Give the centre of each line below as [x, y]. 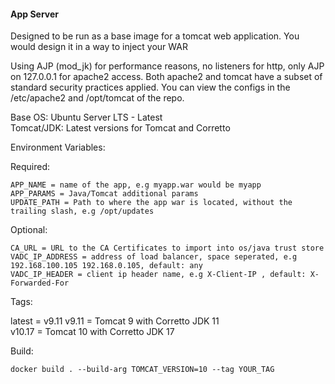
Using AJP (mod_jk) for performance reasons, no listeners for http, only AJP [167, 66]
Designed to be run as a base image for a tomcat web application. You [155, 36]
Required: [30, 167]
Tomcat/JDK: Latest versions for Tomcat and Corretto [120, 128]
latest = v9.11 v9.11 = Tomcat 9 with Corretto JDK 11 [115, 321]
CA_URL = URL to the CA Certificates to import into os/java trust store [167, 248]
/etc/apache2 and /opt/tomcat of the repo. [97, 98]
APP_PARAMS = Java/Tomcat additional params [104, 194]
